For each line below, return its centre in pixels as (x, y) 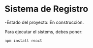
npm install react (23, 40)
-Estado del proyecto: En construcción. (44, 22)
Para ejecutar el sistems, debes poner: (44, 32)
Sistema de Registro (46, 9)
